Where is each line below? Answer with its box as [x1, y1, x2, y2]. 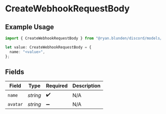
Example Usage [5, 23, 54, 31]
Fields [5, 67, 25, 76]
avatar [7, 102, 23, 107]
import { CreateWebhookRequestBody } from [5, 36, 94, 41]
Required [46, 82, 68, 89]
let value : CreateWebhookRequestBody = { [5, 45, 92, 50]
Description [72, 82, 101, 89]
